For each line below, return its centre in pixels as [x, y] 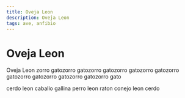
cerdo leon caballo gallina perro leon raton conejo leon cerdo [83, 88]
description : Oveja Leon [38, 18]
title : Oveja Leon [30, 12]
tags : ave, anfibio [31, 23]
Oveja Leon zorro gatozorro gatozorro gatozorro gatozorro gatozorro [93, 70]
